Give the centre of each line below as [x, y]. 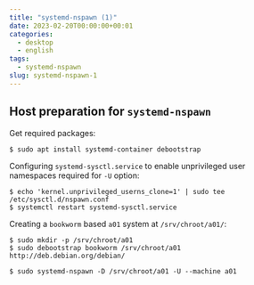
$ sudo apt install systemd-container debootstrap [105, 149]
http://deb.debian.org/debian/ [67, 256]
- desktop [35, 42]
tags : [19, 59]
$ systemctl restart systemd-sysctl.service [93, 207]
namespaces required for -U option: [74, 175]
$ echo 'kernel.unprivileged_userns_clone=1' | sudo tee [117, 191]
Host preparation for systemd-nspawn [110, 112]
